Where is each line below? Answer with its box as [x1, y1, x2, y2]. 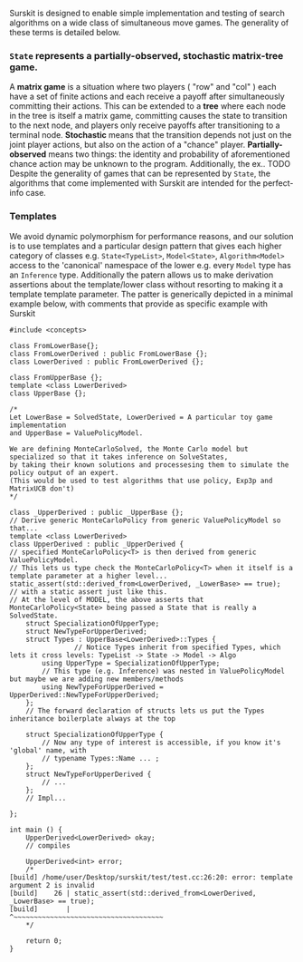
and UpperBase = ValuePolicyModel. [9, 428, 144, 438]
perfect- [262, 178, 294, 189]
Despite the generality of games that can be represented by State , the [9, 168, 271, 180]
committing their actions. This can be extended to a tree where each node [9, 101, 287, 112]
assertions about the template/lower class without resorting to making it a [9, 278, 283, 289]
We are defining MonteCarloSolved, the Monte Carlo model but [9, 444, 249, 453]
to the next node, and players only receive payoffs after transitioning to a [9, 120, 280, 131]
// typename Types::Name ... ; [42, 753, 160, 763]
